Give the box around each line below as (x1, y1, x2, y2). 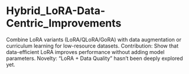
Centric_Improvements (6, 16, 122, 30)
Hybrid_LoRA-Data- (6, 4, 105, 18)
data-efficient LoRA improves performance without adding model (6, 48, 165, 55)
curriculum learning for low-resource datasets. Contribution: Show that (6, 42, 179, 49)
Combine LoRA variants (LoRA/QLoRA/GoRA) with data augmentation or (6, 36, 182, 43)
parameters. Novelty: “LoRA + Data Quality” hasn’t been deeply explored (6, 55, 183, 62)
